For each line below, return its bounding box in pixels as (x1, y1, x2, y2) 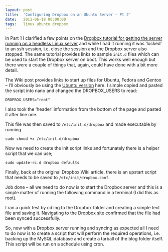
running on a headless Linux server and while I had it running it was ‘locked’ (5, 41, 162, 47)
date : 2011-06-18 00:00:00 (5, 17, 66, 22)
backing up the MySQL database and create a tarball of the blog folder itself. (5, 236, 163, 242)
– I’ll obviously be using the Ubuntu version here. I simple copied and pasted (5, 82, 163, 89)
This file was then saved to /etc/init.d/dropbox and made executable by (5, 121, 156, 127)
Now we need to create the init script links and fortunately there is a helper (5, 145, 159, 151)
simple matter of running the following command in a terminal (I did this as (5, 190, 159, 196)
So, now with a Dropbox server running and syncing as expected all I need (5, 225, 159, 231)
